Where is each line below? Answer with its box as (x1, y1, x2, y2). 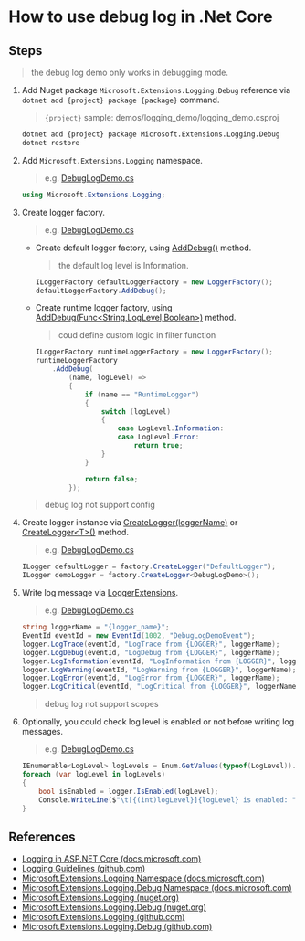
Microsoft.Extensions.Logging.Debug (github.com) (21, 921, 213, 933)
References (8, 829, 76, 844)
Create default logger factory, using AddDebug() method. (35, 242, 252, 253)
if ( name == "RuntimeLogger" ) (84, 390, 200, 399)
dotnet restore (21, 138, 80, 147)
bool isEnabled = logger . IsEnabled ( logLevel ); (38, 787, 219, 796)
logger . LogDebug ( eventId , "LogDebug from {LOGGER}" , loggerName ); (21, 648, 280, 657)
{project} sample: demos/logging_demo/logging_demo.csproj (44, 112, 279, 122)
